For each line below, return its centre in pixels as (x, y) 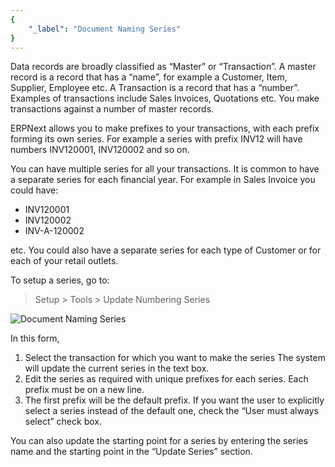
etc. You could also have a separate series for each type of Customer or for (166, 250)
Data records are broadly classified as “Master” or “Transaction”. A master (163, 67)
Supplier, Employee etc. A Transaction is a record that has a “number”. (155, 88)
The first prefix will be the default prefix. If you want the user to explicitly (174, 400)
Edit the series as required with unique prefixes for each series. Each (166, 379)
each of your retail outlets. (64, 261)
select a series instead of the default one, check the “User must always (171, 411)
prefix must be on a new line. (84, 390)
